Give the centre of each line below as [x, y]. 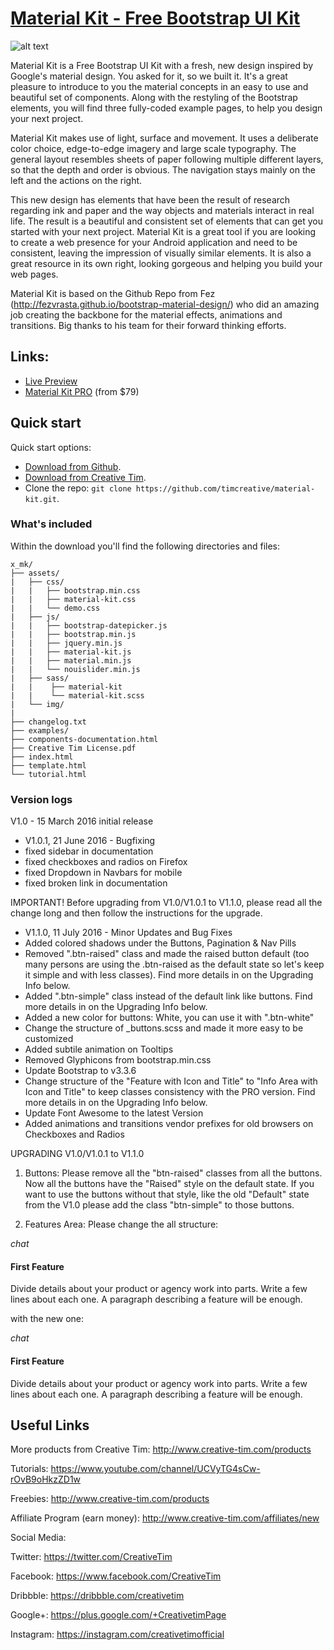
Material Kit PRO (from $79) [82, 391]
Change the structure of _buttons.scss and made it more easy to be [164, 1028]
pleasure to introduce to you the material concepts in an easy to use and [159, 86]
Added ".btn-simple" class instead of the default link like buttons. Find [168, 996]
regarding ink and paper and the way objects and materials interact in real [162, 210]
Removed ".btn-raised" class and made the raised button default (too [167, 954]
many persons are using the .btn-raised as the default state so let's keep [174, 964]
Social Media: [38, 1538]
